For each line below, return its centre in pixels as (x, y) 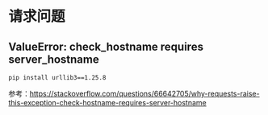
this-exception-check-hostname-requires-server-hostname (108, 103)
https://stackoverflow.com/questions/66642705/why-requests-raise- (144, 94)
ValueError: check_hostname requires (106, 46)
